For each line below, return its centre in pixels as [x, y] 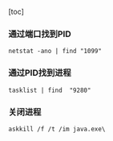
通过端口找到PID [40, 34]
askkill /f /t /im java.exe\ [57, 129]
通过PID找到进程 [40, 73]
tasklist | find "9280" [50, 90]
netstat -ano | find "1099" [55, 52]
